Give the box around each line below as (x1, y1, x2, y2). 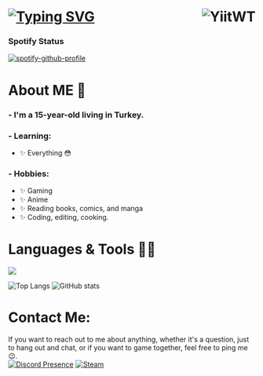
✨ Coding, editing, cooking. (19, 213, 109, 222)
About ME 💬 (8, 81, 86, 99)
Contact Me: (8, 308, 91, 327)
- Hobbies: (8, 168, 49, 179)
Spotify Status (8, 36, 64, 47)
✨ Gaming (19, 186, 53, 195)
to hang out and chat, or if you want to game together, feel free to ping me (8, 343, 249, 352)
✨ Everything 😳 (19, 148, 72, 157)
